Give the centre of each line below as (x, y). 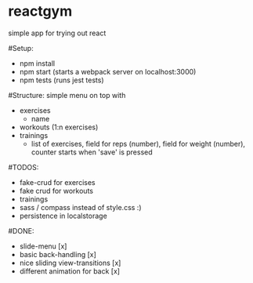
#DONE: (21, 230)
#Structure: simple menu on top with (67, 95)
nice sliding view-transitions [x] (70, 263)
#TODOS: (23, 167)
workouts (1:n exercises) (59, 127)
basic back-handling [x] (58, 254)
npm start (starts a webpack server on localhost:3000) (108, 71)
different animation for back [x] (69, 271)
